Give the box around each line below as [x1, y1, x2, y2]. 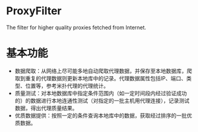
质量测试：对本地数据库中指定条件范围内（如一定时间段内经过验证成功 [14, 89, 187, 96]
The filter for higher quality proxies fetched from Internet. [6, 24, 147, 31]
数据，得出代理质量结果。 [14, 104, 78, 111]
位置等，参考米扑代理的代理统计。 [25, 82, 109, 89]
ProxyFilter [6, 4, 62, 18]
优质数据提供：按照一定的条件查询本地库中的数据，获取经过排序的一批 [14, 112, 187, 119]
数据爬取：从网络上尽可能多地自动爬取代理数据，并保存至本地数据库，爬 [14, 67, 192, 74]
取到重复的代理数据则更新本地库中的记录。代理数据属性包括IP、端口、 [14, 74, 187, 81]
